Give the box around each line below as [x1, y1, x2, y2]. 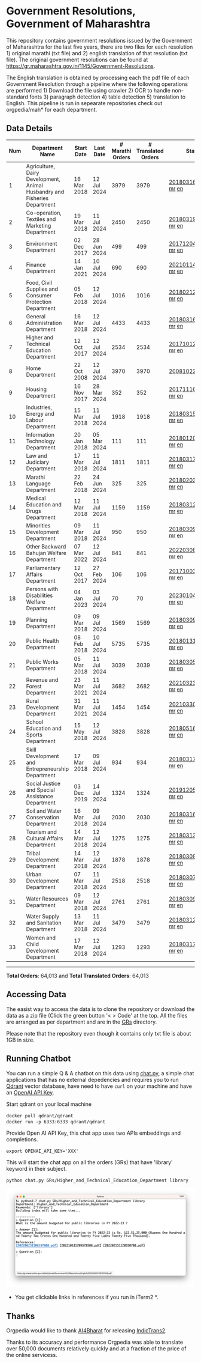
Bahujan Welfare [26, 550, 67, 557]
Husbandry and [26, 188, 65, 195]
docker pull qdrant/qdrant [6, 1113, 74, 1119]
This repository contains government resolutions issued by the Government [6, 37, 193, 44]
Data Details [6, 123, 53, 133]
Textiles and [26, 215, 56, 223]
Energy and [26, 410, 54, 417]
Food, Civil [26, 279, 53, 286]
